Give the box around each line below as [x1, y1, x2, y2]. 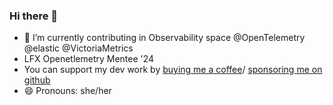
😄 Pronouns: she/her [23, 85, 112, 97]
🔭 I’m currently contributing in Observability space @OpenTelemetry [23, 32, 306, 44]
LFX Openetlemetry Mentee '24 [23, 53, 155, 65]
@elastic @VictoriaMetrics [23, 42, 134, 54]
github [23, 74, 51, 86]
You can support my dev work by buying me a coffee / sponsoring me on [23, 64, 323, 76]
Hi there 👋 [9, 9, 59, 23]
